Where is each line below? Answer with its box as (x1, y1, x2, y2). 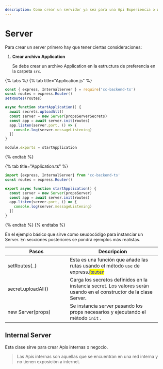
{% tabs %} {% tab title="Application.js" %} (5, 77, 92, 83)
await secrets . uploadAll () (9, 109, 64, 114)
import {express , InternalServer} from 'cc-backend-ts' (5, 173, 120, 178)
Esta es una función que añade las (70, 256, 148, 263)
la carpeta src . (12, 68, 42, 74)
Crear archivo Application (12, 53, 65, 59)
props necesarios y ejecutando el (70, 308, 146, 315)
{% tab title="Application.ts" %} (5, 163, 68, 169)
